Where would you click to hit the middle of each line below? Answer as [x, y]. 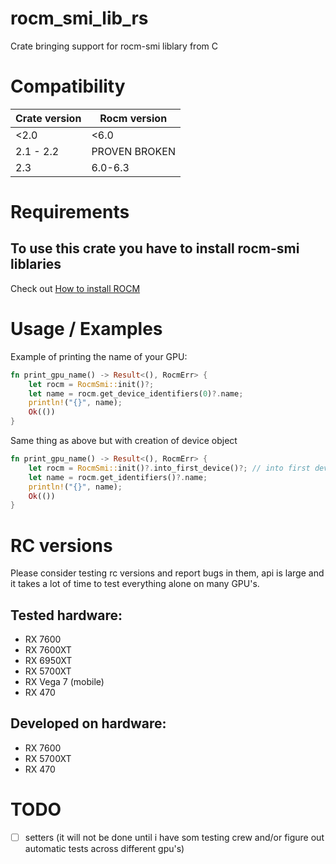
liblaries [36, 264]
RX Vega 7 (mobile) [64, 682]
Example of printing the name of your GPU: [99, 356]
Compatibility [68, 86]
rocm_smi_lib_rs [79, 18]
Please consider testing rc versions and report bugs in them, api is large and [167, 573]
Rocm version [133, 118]
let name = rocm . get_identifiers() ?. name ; [118, 477]
